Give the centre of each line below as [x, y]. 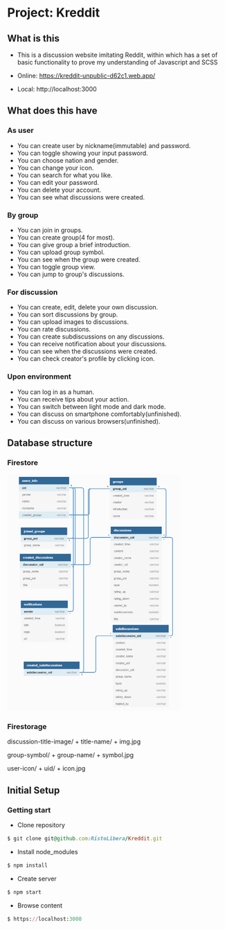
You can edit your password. [58, 182]
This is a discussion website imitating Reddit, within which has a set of [117, 55]
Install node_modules [47, 851]
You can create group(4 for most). [66, 237]
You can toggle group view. [56, 267]
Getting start [29, 810]
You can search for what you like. [65, 175]
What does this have [52, 111]
